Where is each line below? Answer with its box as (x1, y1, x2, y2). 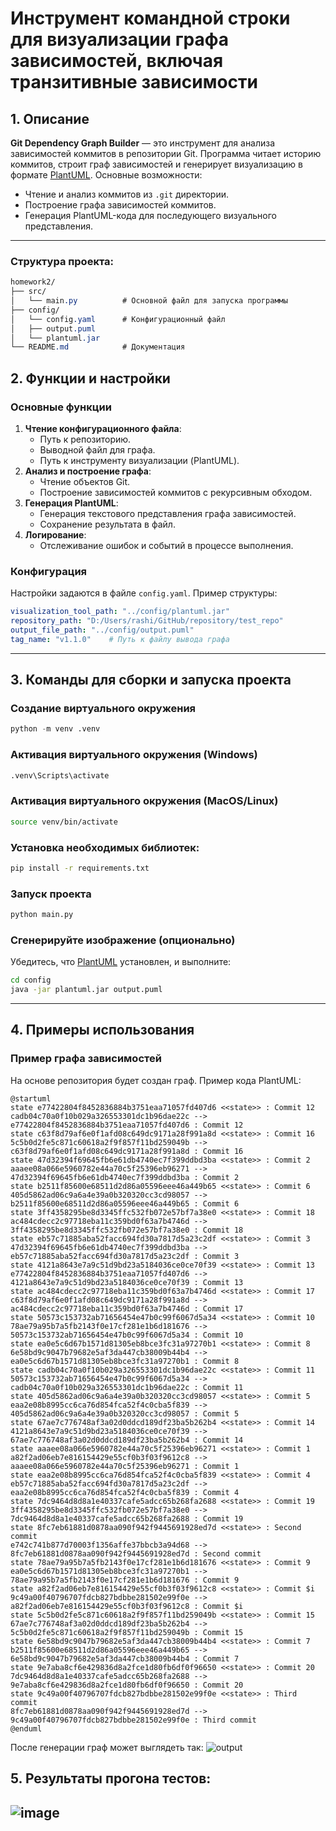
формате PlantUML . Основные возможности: (10, 169, 203, 181)
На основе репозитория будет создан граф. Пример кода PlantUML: (10, 1074, 302, 1086)
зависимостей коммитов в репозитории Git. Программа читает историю (10, 148, 322, 159)
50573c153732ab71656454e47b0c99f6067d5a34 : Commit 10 (10, 1330, 244, 1340)
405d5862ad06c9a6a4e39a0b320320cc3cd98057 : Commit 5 (10, 1408, 240, 1419)
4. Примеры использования (10, 1022, 195, 1039)
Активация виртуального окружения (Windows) (10, 748, 258, 762)
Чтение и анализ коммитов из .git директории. (24, 188, 230, 200)
